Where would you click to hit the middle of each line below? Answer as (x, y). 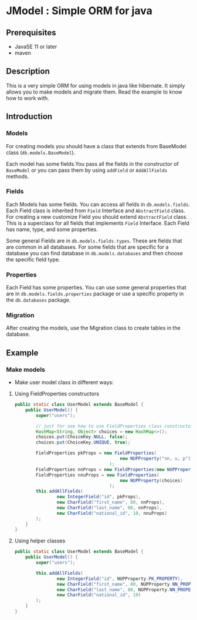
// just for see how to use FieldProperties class (99, 426)
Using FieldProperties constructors (57, 394)
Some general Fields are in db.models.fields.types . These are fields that (94, 241)
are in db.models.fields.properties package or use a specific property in (95, 294)
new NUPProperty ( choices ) (152, 481)
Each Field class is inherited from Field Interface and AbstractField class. (96, 211)
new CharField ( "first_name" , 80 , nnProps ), (111, 502)
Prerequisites (31, 33)
